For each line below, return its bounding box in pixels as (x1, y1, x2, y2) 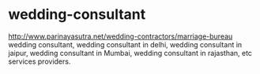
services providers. (8, 57, 71, 66)
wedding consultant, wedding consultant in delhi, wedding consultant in (8, 39, 243, 49)
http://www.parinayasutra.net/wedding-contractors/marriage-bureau (8, 31, 233, 41)
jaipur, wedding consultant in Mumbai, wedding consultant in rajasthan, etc (8, 48, 253, 57)
